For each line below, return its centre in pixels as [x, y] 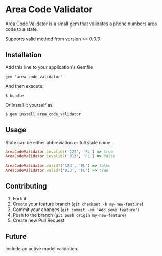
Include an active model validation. [42, 248]
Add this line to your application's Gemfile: [50, 67]
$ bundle [15, 96]
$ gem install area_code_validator [43, 114]
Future [16, 236]
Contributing [26, 186]
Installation [24, 55]
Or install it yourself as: [29, 105]
